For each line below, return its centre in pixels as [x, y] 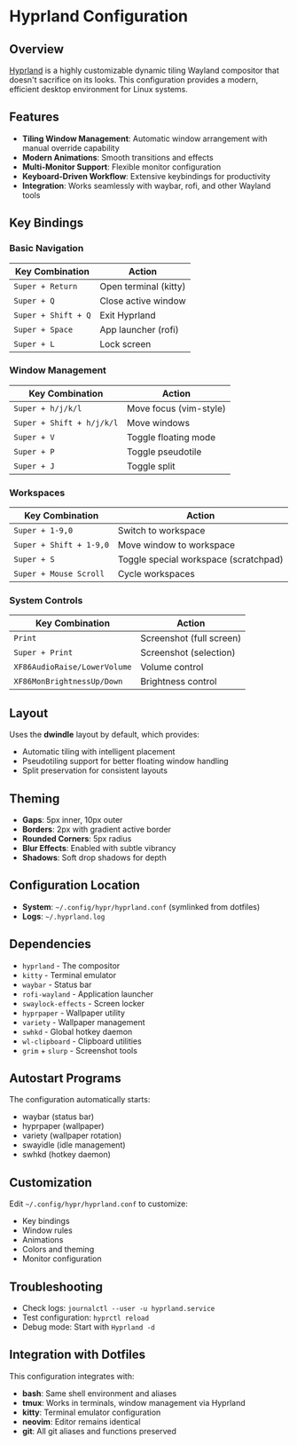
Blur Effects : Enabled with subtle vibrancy [99, 849]
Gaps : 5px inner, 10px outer [72, 820]
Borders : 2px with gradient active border [96, 829]
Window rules [47, 1230]
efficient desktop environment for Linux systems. [99, 89]
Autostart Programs [65, 1079]
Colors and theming [58, 1250]
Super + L [34, 344]
